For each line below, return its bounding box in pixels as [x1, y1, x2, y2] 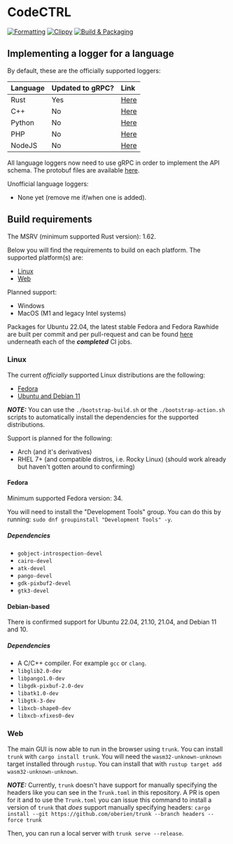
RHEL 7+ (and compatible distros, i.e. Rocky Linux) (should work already [17, 455, 227, 463]
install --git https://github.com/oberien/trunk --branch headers [7, 810, 205, 817]
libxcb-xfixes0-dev [17, 713, 75, 720]
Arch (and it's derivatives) [17, 447, 92, 456]
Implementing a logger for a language [7, 48, 174, 60]
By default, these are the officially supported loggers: [7, 66, 161, 74]
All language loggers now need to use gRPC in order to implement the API [7, 159, 220, 167]
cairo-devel [17, 558, 52, 565]
